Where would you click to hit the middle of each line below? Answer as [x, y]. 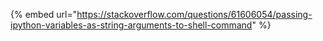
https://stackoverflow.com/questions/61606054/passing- [194, 14]
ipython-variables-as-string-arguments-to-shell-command [131, 25]
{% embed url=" [44, 14]
